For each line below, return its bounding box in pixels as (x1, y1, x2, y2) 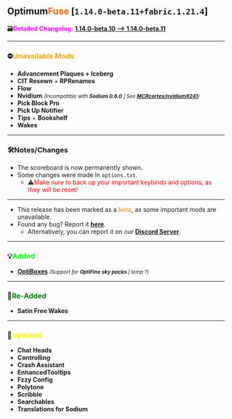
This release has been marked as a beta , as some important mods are (17, 206, 217, 214)
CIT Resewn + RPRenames (17, 77, 95, 85)
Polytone (17, 383, 44, 391)
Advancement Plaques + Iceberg (17, 69, 114, 78)
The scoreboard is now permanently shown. (17, 163, 143, 172)
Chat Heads (17, 346, 52, 355)
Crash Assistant (17, 361, 65, 369)
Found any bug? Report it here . (17, 220, 106, 229)
